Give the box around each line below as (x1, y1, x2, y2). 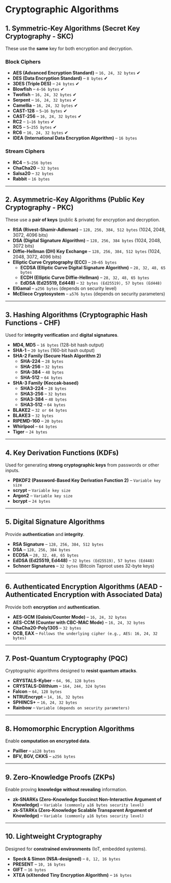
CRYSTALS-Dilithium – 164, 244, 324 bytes (12, 683, 106, 689)
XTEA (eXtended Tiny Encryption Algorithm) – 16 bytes (12, 872, 132, 878)
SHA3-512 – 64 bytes (20, 402, 66, 408)
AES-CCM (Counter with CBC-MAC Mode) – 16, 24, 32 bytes (12, 619, 145, 625)
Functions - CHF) (5, 318, 61, 327)
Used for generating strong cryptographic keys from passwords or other (5, 462, 159, 468)
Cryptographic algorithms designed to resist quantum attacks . (5, 668, 137, 674)
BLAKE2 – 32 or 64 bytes (12, 407, 67, 413)
